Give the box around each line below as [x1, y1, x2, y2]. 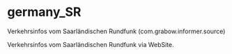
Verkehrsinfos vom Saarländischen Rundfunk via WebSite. [7, 40, 174, 48]
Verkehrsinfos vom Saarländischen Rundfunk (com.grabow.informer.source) [7, 27, 226, 35]
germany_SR [7, 4, 82, 20]
